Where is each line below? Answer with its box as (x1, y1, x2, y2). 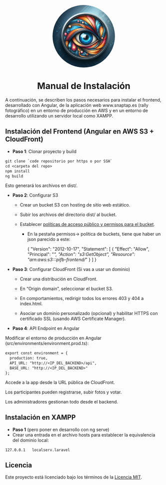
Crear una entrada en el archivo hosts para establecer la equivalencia (12, 431, 156, 437)
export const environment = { (5, 350, 68, 355)
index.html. (19, 300, 43, 306)
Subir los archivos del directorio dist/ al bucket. (19, 211, 117, 217)
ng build (5, 173, 23, 178)
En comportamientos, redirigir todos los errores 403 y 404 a (19, 295, 144, 301)
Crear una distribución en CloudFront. (19, 275, 98, 282)
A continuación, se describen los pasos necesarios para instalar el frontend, (5, 96, 162, 102)
